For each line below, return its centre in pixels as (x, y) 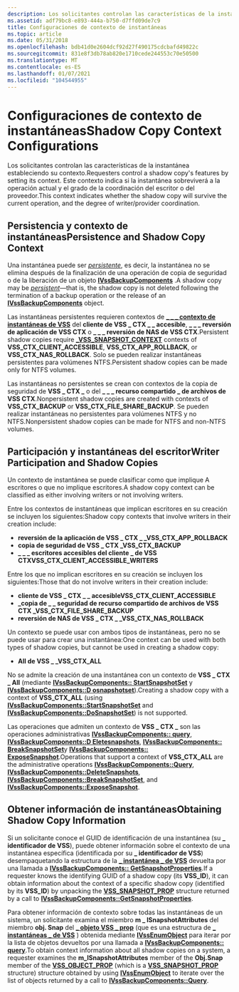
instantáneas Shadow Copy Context (115, 131)
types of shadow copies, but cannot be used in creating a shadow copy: (113, 647)
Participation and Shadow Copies (83, 463)
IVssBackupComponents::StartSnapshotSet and (80, 705)
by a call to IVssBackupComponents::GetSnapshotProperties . (100, 898)
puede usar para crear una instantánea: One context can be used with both (117, 639)
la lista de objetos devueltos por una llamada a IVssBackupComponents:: (116, 942)
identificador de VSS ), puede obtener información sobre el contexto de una (119, 845)
